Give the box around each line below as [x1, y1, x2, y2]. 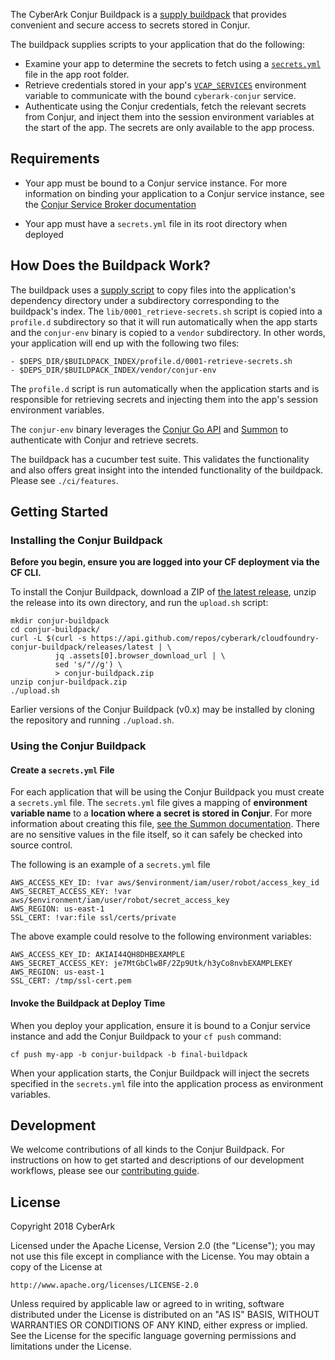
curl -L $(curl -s [10, 634, 87, 644]
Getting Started [10, 504, 109, 521]
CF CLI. [10, 567, 42, 579]
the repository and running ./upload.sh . [10, 714, 175, 726]
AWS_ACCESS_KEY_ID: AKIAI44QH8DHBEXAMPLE [10, 950, 186, 960]
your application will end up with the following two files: [10, 337, 240, 349]
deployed [24, 228, 64, 240]
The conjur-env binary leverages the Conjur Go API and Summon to [10, 423, 289, 435]
